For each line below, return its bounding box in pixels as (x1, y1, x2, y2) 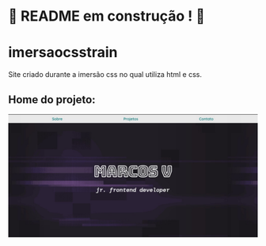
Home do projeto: (8, 93, 97, 106)
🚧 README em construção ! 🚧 (8, 7, 206, 25)
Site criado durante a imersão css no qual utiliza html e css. (8, 70, 203, 79)
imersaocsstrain (8, 44, 118, 62)
